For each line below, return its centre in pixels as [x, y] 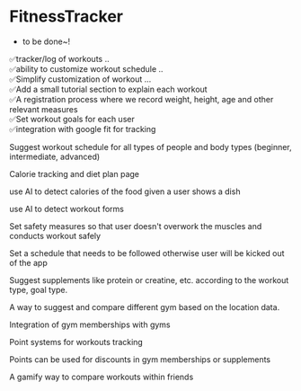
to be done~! [46, 41]
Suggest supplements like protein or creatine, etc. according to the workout [149, 280]
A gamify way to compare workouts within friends [102, 377]
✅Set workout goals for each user [72, 119]
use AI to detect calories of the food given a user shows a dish [125, 191]
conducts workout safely [55, 235]
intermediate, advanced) [55, 156]
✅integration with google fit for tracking [83, 129]
